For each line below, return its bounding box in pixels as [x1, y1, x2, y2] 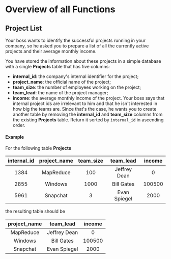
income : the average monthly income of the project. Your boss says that [12, 95, 164, 101]
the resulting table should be [5, 208, 65, 215]
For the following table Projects [5, 145, 71, 151]
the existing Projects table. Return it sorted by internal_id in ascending [12, 117, 164, 123]
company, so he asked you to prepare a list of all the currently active [5, 43, 149, 49]
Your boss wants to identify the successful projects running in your [5, 37, 146, 43]
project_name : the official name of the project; [12, 79, 111, 85]
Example [5, 134, 24, 140]
